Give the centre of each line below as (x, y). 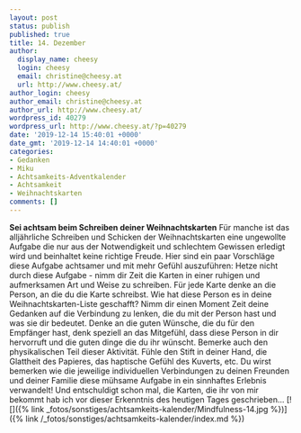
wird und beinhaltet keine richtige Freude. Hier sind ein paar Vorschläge (142, 256)
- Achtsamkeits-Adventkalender (68, 176)
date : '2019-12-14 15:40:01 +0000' (76, 135)
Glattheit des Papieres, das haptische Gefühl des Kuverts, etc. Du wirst (140, 361)
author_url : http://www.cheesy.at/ (76, 110)
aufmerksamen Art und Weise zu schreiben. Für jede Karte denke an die (143, 284)
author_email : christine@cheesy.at (76, 101)
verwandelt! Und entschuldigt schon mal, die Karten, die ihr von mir (134, 390)
